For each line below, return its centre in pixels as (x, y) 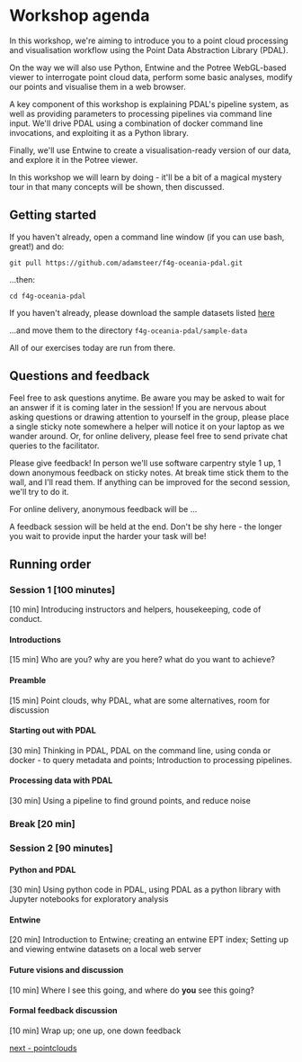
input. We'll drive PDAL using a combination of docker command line (136, 123)
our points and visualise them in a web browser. (98, 86)
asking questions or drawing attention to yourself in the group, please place (149, 417)
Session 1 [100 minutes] (62, 589)
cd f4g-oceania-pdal (48, 296)
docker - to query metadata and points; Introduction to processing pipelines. (151, 760)
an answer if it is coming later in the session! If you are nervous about (138, 407)
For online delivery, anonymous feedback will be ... (103, 508)
